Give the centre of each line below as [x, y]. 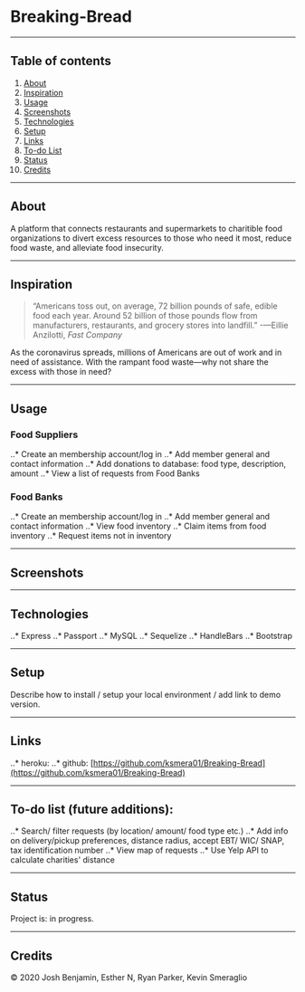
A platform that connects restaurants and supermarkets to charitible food [147, 228]
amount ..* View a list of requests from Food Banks [105, 473]
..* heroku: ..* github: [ [52, 763]
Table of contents [61, 61]
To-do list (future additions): [92, 809]
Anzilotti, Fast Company [77, 335]
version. [25, 704]
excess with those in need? [61, 372]
